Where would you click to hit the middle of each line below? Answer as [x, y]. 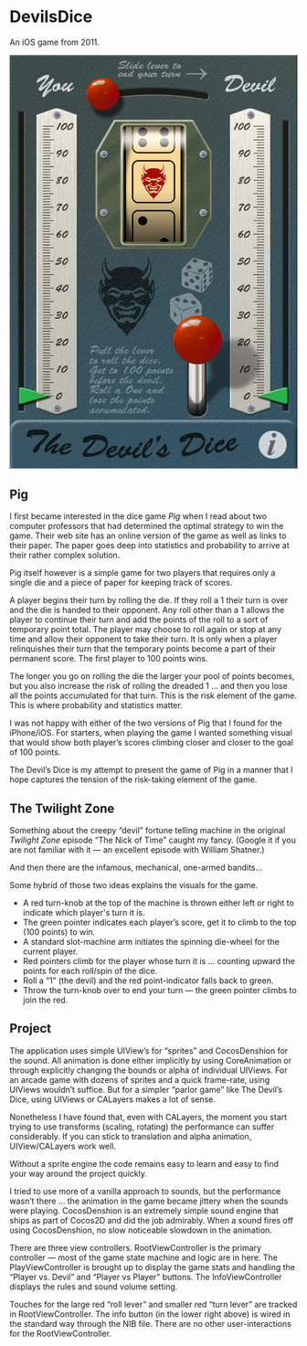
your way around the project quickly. [79, 1173]
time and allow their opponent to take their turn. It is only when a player [143, 639]
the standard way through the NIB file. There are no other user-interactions [151, 1323]
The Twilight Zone [62, 808]
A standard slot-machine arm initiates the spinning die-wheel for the [151, 942]
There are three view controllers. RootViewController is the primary [136, 1247]
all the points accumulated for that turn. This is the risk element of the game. [153, 695]
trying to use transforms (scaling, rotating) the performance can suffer [142, 1127]
